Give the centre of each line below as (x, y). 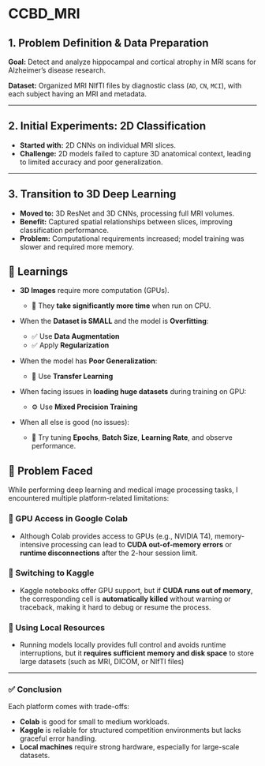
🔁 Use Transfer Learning (72, 377)
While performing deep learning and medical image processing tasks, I (123, 490)
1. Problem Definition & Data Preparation (108, 43)
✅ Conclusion (35, 689)
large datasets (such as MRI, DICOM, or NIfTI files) (102, 662)
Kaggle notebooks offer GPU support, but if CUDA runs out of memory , (136, 590)
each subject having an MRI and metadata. (78, 94)
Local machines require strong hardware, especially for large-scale (129, 747)
